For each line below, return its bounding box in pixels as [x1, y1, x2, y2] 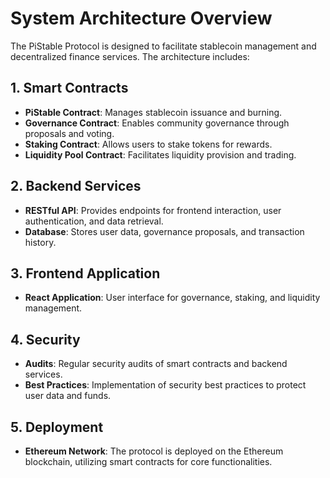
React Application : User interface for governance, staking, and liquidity [24, 292, 321, 304]
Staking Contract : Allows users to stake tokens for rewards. [24, 138, 273, 150]
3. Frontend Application [10, 265, 161, 282]
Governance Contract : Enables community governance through [24, 117, 290, 129]
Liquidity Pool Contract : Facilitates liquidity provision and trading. [24, 148, 297, 161]
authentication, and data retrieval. [24, 215, 164, 227]
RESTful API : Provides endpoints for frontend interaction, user [24, 204, 282, 216]
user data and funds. [24, 390, 112, 402]
